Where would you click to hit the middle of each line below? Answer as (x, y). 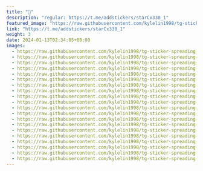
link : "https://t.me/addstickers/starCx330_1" (66, 29)
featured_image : (27, 23)
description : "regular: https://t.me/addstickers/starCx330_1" (88, 18)
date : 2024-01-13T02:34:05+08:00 (48, 40)
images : (16, 46)
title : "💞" (20, 12)
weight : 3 (19, 35)
